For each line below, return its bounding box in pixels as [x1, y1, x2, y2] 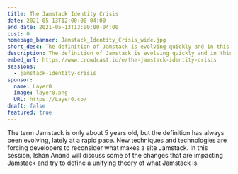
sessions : [7, 63, 37, 70]
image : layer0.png [13, 89, 69, 96]
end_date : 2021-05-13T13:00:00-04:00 [7, 23, 119, 30]
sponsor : [7, 76, 33, 83]
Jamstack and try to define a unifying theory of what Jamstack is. [7, 158, 200, 167]
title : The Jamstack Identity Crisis [7, 10, 119, 18]
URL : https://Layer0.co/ [13, 96, 87, 103]
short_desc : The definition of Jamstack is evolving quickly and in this [7, 43, 230, 50]
